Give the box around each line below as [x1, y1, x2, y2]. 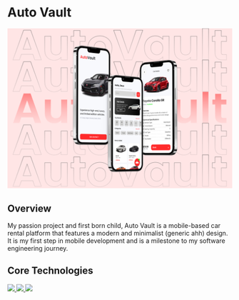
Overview [7, 202, 52, 214]
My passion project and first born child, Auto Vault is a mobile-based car [7, 221, 221, 230]
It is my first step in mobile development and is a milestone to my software [7, 236, 226, 245]
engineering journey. [7, 244, 68, 253]
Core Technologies [7, 265, 94, 277]
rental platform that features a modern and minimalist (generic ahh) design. [7, 229, 228, 238]
